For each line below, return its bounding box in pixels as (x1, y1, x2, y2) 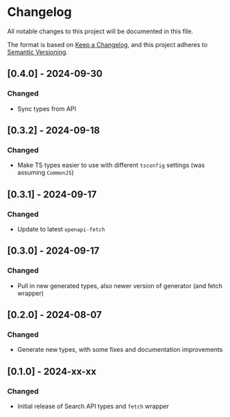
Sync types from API (17, 105, 76, 113)
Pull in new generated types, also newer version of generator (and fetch (17, 281, 223, 290)
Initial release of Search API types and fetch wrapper (17, 402, 170, 411)
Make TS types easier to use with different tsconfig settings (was (17, 161, 205, 170)
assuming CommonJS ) (17, 168, 74, 177)
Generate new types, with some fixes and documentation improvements (17, 346, 223, 354)
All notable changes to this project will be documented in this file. (7, 27, 194, 35)
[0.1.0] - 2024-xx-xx (7, 365, 97, 378)
